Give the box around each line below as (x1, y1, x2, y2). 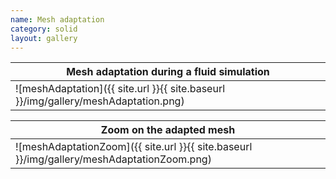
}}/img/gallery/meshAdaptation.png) (15, 94, 185, 108)
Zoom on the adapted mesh (100, 123, 236, 137)
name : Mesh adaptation (10, 14, 105, 25)
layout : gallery (10, 33, 78, 43)
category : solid (10, 24, 78, 34)
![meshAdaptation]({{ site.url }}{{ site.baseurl (15, 82, 226, 96)
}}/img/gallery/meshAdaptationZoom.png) (15, 152, 212, 166)
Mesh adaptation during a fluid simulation (66, 65, 270, 79)
